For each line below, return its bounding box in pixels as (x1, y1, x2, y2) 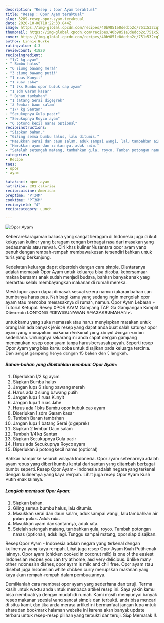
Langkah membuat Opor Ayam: (5, 488, 71, 494)
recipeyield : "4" (5, 202, 41, 207)
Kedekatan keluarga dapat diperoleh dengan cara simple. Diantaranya (5, 264, 146, 270)
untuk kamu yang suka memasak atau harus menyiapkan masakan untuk (5, 319, 151, 325)
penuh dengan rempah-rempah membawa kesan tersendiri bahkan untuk (5, 249, 152, 255)
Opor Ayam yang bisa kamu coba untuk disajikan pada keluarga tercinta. (5, 345, 151, 351)
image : (5, 25, 19, 30)
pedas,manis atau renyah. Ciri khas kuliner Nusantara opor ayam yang (5, 244, 146, 250)
